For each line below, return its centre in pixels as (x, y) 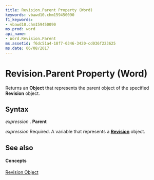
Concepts (16, 161)
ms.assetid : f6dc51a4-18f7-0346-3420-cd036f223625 (61, 44)
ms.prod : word (21, 29)
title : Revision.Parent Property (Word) (49, 10)
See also (19, 147)
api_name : (16, 34)
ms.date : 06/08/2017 (27, 48)
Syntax (17, 109)
